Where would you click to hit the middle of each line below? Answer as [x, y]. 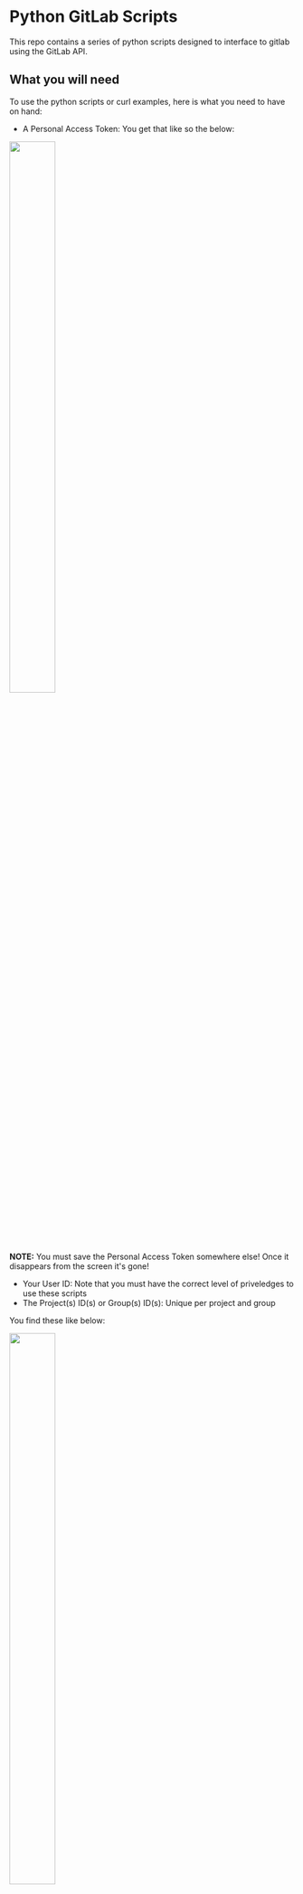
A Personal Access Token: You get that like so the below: [128, 128]
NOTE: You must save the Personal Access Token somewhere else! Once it [149, 1256]
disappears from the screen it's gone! [79, 1266]
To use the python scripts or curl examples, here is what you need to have [147, 101]
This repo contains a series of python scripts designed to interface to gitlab [150, 42]
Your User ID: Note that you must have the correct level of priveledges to [158, 1283]
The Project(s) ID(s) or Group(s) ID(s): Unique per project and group [149, 1302]
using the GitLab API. [48, 51]
